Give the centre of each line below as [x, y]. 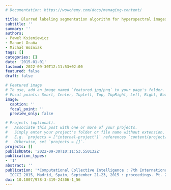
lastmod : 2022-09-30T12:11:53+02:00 [44, 67]
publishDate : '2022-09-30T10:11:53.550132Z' [53, 151]
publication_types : [26, 156]
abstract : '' [19, 166]
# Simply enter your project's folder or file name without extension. [85, 132]
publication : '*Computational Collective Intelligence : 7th [72, 170]
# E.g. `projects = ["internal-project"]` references [66, 137]
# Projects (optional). [31, 123]
